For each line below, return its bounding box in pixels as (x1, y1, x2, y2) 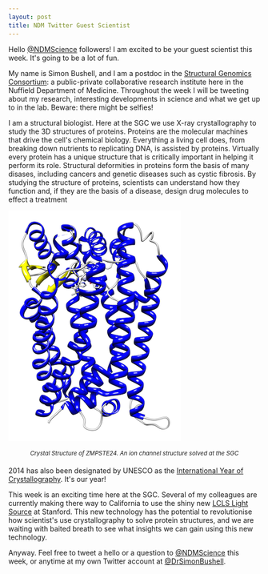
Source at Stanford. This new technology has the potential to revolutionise (8, 507, 253, 516)
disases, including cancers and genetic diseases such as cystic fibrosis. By (8, 169, 257, 179)
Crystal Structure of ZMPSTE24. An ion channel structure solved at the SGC (30, 449, 239, 457)
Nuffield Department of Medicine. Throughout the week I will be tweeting (8, 85, 250, 95)
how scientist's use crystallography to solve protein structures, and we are (8, 516, 254, 525)
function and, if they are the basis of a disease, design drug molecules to (8, 186, 250, 195)
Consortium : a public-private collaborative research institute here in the (8, 77, 244, 86)
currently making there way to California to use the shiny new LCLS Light (8, 499, 249, 508)
